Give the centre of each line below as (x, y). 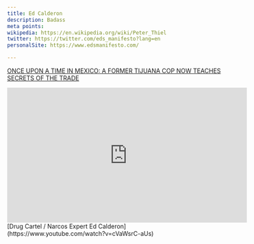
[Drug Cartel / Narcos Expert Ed (52, 226)
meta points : (26, 26)
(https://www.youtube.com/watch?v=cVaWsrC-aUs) (80, 233)
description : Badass (37, 20)
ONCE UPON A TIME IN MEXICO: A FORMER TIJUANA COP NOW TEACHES (114, 71)
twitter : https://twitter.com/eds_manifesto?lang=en (84, 39)
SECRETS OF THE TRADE (43, 78)
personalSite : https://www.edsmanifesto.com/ (73, 45)
